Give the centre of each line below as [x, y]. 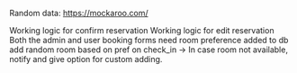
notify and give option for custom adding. [86, 59]
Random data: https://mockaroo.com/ [79, 13]
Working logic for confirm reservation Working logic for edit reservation [142, 30]
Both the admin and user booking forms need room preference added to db [149, 40]
